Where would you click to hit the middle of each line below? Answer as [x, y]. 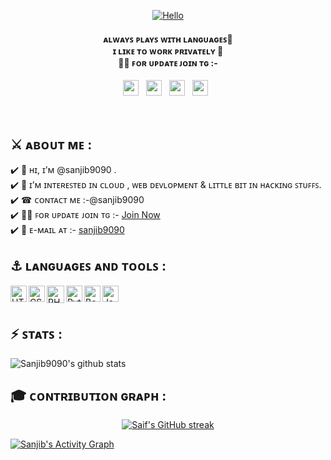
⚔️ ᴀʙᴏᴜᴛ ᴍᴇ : [51, 144]
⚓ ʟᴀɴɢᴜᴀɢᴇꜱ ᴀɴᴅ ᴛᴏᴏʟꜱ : [88, 266]
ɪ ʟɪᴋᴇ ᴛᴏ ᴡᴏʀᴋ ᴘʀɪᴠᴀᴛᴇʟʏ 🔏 [168, 51]
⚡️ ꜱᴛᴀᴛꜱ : [36, 334]
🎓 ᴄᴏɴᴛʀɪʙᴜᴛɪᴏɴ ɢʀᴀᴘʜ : [88, 396]
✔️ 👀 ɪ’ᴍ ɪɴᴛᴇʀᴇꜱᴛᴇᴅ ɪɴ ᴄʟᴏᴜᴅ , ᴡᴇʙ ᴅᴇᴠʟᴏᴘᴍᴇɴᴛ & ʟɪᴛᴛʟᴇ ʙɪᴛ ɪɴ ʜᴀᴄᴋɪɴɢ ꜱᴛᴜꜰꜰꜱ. [166, 185]
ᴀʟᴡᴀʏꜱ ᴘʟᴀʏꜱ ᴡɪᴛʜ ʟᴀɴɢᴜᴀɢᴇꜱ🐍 [168, 39]
